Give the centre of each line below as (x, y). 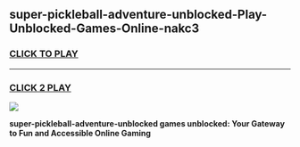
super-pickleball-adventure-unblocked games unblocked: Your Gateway (147, 123)
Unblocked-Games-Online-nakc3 (104, 29)
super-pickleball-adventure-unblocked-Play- (138, 15)
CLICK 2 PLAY (40, 87)
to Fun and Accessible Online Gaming (80, 133)
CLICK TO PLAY (44, 54)
